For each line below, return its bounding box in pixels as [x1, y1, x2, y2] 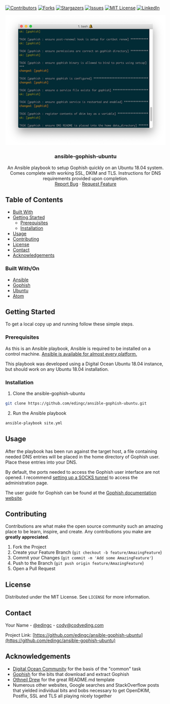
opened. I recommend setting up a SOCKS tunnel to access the [5, 474, 138, 480]
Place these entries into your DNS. [5, 459, 77, 465]
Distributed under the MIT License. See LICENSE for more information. [5, 594, 150, 600]
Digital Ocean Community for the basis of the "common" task [12, 665, 141, 672]
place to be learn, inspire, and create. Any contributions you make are [5, 529, 152, 535]
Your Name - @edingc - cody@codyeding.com [5, 622, 104, 629]
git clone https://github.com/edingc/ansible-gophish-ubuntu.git [5, 401, 147, 406]
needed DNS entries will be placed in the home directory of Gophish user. [5, 453, 160, 459]
